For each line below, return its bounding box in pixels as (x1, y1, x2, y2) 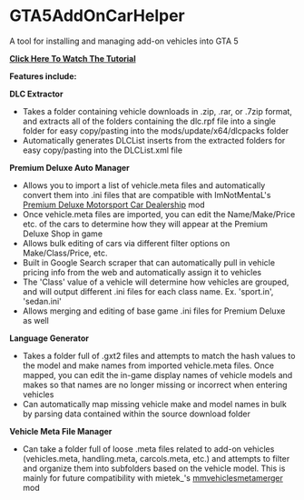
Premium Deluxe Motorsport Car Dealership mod (22, 199, 206, 210)
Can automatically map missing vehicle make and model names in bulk (22, 398, 288, 409)
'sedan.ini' (22, 295, 62, 306)
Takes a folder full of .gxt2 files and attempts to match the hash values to (22, 350, 296, 361)
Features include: (9, 70, 77, 82)
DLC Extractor (9, 88, 64, 99)
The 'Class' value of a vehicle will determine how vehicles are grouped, (22, 276, 289, 287)
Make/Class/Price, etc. (22, 247, 108, 258)
